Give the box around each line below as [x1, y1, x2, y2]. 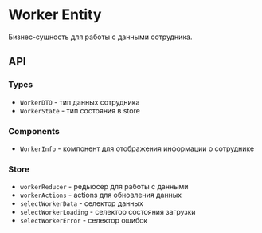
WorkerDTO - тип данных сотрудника [19, 97, 140, 107]
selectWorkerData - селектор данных [19, 199, 143, 208]
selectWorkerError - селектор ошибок [19, 215, 148, 225]
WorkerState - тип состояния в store [19, 105, 141, 115]
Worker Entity [8, 6, 102, 24]
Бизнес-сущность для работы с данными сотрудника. [8, 32, 193, 41]
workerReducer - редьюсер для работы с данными [19, 182, 189, 192]
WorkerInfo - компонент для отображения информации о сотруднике [19, 144, 255, 153]
